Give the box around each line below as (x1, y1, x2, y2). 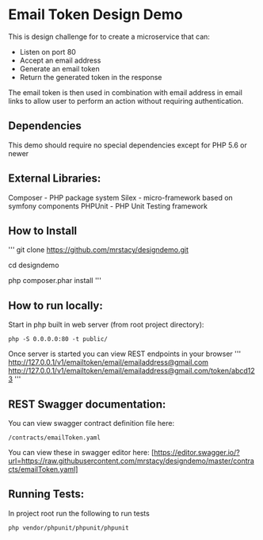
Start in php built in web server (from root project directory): (8, 320, 204, 330)
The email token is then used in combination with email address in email (8, 87, 243, 97)
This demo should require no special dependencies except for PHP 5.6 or (8, 140, 248, 150)
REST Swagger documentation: (8, 397, 166, 411)
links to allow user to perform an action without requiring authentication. (8, 96, 244, 105)
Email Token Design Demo (8, 6, 184, 24)
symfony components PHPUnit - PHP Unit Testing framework (8, 201, 208, 211)
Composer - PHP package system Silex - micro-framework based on (8, 193, 234, 202)
